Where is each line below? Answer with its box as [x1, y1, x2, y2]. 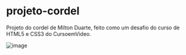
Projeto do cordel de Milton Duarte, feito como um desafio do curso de [6, 24, 180, 31]
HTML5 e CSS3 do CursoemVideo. [6, 30, 91, 37]
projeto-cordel [6, 4, 80, 18]
